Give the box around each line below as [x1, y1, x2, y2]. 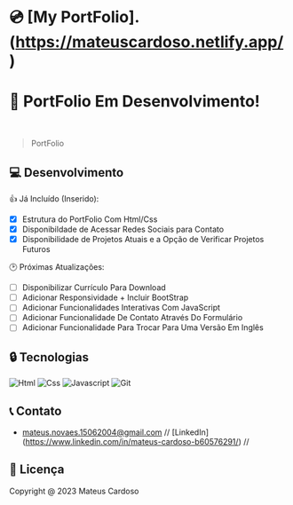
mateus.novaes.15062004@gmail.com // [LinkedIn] [21, 427, 210, 438]
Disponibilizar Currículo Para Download [21, 282, 166, 293]
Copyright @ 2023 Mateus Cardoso [9, 485, 139, 496]
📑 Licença [9, 462, 65, 477]
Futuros [21, 244, 51, 255]
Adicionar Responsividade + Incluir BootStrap [21, 292, 189, 303]
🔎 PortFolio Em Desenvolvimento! [9, 91, 260, 112]
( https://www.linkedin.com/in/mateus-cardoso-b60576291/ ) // [21, 437, 250, 447]
